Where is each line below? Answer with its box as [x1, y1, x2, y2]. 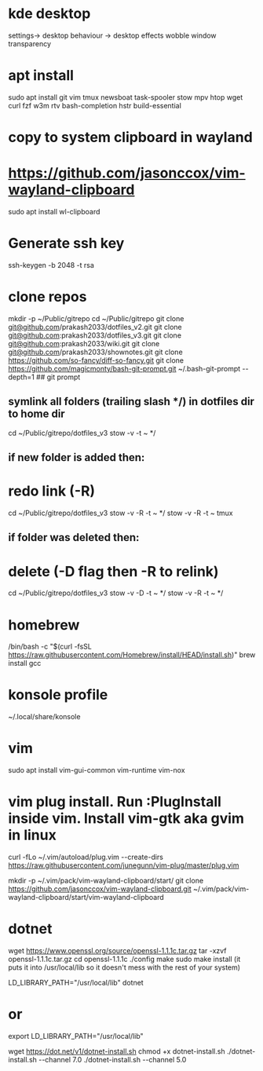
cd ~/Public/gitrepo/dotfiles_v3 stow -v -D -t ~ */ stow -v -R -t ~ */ [8, 588, 224, 598]
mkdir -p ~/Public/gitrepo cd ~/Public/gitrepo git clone [8, 313, 184, 323]
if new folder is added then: [8, 451, 145, 464]
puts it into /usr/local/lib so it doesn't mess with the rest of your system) [8, 963, 241, 972]
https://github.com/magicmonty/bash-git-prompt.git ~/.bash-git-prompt [8, 364, 241, 373]
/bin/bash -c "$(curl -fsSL [8, 642, 93, 652]
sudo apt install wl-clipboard [8, 207, 100, 216]
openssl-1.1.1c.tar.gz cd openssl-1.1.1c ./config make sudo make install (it [8, 955, 241, 964]
